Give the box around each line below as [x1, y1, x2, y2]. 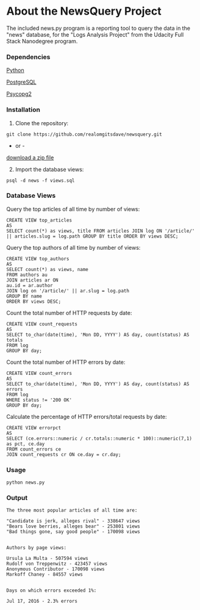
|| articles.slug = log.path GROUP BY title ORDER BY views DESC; [6, 233, 179, 239]
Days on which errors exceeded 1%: [6, 587, 97, 594]
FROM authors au [6, 272, 48, 278]
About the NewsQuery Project [6, 4, 162, 18]
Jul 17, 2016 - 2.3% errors [6, 598, 78, 605]
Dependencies [6, 53, 51, 61]
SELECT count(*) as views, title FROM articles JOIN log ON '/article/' [6, 228, 195, 234]
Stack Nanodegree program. [6, 37, 78, 45]
